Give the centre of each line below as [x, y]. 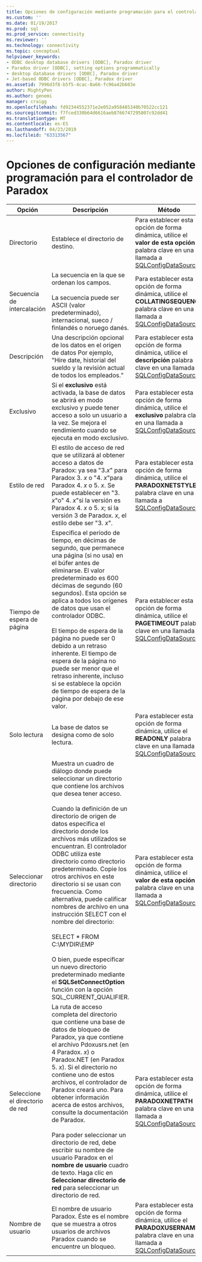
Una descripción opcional [88, 337]
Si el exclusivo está [79, 385]
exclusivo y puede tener [85, 408]
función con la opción [82, 989]
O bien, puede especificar [88, 959]
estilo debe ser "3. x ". [82, 523]
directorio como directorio [88, 861]
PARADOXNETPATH [164, 1101]
